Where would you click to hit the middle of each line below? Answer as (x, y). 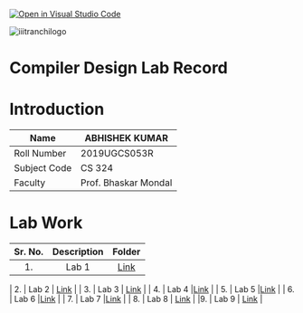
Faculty (30, 183)
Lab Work (46, 223)
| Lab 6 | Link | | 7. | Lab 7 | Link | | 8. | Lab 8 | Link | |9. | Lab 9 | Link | (136, 299)
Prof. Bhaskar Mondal (126, 183)
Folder (127, 251)
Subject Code (43, 168)
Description (78, 251)
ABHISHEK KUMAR (127, 138)
